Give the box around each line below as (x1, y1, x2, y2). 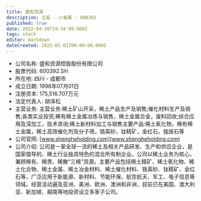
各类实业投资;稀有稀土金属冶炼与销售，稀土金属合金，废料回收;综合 (22, 112, 190, 120)
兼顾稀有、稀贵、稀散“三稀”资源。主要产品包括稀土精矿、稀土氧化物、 (14, 158, 190, 165)
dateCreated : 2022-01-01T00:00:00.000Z (6, 43, 107, 49)
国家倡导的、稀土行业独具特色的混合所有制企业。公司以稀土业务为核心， (14, 150, 195, 158)
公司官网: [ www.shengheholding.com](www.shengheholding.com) (14, 135, 180, 142)
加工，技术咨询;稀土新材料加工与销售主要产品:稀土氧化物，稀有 (31, 120, 188, 127)
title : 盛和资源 (6, 8, 43, 15)
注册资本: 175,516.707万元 (14, 90, 79, 97)
